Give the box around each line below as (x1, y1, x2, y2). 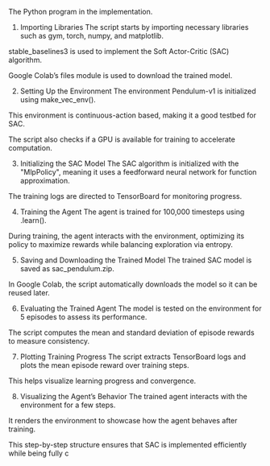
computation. (8, 143, 52, 152)
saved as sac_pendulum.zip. (19, 264, 114, 273)
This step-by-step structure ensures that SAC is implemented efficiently (8, 440, 247, 449)
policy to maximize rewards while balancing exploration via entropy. (8, 240, 234, 249)
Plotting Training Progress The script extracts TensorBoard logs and (19, 352, 247, 361)
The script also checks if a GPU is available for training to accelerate (8, 134, 235, 144)
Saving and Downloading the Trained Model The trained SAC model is (19, 255, 252, 265)
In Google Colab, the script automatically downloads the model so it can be (8, 279, 258, 289)
